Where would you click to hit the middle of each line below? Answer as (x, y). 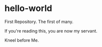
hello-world (29, 8)
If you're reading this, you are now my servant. (51, 31)
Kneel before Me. (22, 40)
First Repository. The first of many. (39, 22)
